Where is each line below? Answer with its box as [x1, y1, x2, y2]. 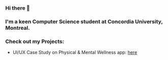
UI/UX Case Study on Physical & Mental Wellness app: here [12, 49, 137, 55]
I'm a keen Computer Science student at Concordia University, [5, 18, 163, 25]
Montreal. [5, 24, 31, 31]
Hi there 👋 [5, 5, 31, 12]
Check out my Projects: [5, 38, 65, 45]
